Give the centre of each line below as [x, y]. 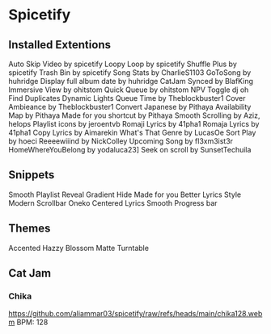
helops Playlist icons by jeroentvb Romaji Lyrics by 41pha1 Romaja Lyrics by [134, 124]
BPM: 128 [32, 322]
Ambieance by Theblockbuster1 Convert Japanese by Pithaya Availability [130, 107]
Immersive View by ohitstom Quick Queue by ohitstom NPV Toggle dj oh [129, 90]
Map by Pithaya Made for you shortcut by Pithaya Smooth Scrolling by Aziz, [134, 115]
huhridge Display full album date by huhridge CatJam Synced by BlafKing [131, 81]
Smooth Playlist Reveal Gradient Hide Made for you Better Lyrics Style [125, 194]
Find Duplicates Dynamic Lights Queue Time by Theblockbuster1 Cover [127, 98]
